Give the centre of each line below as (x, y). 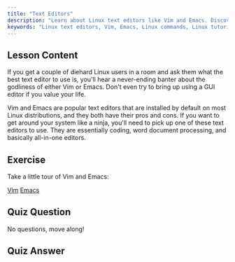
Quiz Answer (36, 251)
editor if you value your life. (47, 95)
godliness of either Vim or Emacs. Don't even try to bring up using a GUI (111, 87)
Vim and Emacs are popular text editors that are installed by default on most (116, 108)
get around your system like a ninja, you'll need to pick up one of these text (115, 123)
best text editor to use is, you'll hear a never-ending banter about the (107, 80)
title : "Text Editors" (40, 14)
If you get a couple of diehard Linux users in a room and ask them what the (115, 72)
